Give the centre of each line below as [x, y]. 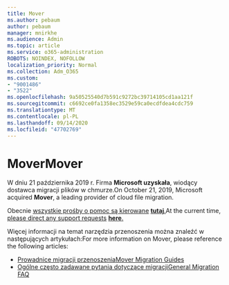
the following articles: [38, 246]
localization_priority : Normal [52, 65]
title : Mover [26, 13]
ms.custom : [23, 78]
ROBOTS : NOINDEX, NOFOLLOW [46, 59]
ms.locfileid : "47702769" [44, 129]
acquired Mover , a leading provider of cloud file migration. [91, 197]
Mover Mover [45, 164]
